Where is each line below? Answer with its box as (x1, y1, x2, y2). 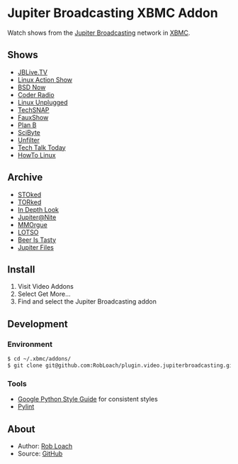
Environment (7, 339, 53, 349)
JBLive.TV (17, 67, 48, 76)
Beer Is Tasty (17, 236, 57, 244)
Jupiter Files (17, 243, 55, 251)
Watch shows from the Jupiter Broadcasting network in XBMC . (7, 28, 191, 37)
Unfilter (17, 136, 40, 144)
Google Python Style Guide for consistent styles (17, 395, 158, 404)
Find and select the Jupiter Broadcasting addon (17, 297, 157, 306)
